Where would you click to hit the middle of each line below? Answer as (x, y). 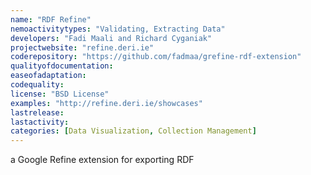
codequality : (37, 85)
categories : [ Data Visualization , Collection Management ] (133, 131)
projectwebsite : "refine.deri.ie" (82, 47)
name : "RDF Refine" (51, 19)
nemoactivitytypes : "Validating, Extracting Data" (118, 29)
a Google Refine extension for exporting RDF (102, 160)
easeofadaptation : (48, 76)
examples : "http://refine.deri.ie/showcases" (106, 103)
